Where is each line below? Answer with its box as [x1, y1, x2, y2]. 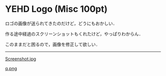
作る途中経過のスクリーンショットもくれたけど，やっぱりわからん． [5, 31, 143, 37]
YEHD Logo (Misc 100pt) [5, 3, 108, 15]
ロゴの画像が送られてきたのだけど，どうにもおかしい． [5, 20, 118, 26]
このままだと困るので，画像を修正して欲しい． [5, 41, 100, 47]
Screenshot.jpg [5, 56, 36, 62]
